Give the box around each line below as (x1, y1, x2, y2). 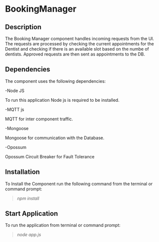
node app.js (17, 232, 41, 238)
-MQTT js (5, 106, 24, 112)
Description (5, 23, 41, 31)
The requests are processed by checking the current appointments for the (5, 41, 155, 47)
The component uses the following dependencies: (5, 78, 106, 84)
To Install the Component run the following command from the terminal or (5, 181, 153, 186)
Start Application (5, 209, 58, 218)
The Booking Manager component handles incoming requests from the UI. (5, 36, 155, 41)
